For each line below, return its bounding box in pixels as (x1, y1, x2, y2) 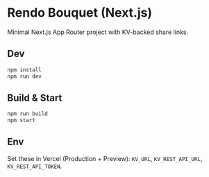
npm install (7, 66, 42, 74)
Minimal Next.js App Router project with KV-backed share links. (7, 28, 189, 36)
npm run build (7, 110, 49, 117)
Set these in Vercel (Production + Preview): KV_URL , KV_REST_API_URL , (7, 154, 203, 162)
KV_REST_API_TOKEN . (7, 162, 62, 170)
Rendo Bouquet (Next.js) (7, 5, 153, 21)
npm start (7, 117, 36, 124)
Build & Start (7, 92, 62, 103)
